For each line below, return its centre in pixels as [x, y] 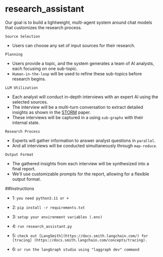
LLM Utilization [21, 88]
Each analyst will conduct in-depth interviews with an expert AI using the [85, 97]
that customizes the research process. [44, 27]
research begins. [29, 79]
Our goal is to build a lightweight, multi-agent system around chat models [79, 22]
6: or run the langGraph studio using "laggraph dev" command [76, 249]
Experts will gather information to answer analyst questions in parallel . [84, 140]
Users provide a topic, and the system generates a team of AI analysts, [83, 63]
